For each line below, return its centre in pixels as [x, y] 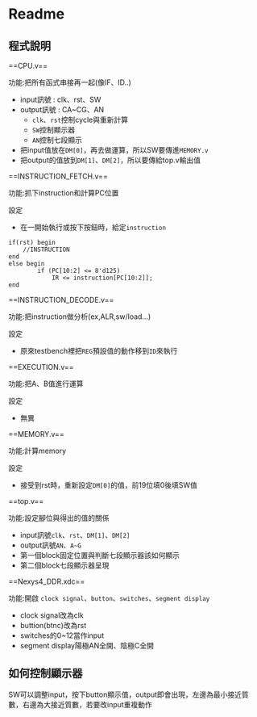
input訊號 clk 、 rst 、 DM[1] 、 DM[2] [75, 535]
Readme [37, 14]
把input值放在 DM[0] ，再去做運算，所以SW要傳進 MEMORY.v [114, 150]
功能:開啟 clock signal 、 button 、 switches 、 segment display [109, 598]
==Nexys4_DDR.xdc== [47, 581]
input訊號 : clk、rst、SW [60, 99]
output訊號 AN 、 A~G [51, 545]
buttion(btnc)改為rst [53, 625]
